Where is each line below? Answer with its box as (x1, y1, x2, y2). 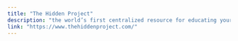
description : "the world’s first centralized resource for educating (7, 17, 217, 24)
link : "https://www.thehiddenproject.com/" (7, 23, 138, 30)
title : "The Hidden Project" (7, 10, 93, 17)
